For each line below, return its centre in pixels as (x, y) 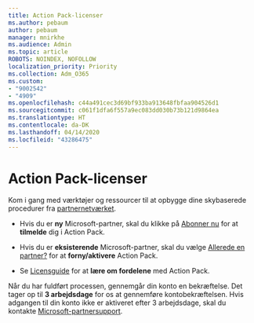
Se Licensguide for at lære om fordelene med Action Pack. (114, 271)
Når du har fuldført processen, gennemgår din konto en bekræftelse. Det (125, 286)
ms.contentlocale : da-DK (49, 125)
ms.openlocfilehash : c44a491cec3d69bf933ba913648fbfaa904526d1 (114, 103)
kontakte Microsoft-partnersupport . (65, 311)
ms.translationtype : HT (47, 118)
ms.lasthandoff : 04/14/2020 (54, 132)
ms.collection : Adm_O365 (49, 74)
